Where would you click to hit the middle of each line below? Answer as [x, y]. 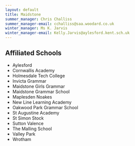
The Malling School [32, 129]
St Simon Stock [28, 118]
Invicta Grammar [29, 81]
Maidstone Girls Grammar [39, 86]
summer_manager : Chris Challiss [38, 19]
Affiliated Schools [34, 53]
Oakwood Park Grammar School [45, 107]
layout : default [22, 10]
